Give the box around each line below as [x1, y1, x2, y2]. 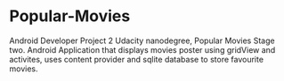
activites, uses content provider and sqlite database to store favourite [9, 54, 264, 64]
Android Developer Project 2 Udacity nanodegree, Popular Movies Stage [9, 35, 275, 46]
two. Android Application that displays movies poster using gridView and [9, 44, 276, 55]
